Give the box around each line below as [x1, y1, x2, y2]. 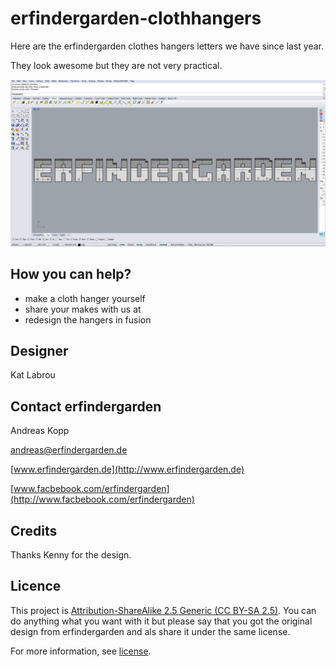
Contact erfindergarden [10, 398, 162, 415]
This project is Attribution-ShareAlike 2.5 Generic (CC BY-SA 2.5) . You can [10, 604, 317, 616]
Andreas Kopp [10, 425, 70, 437]
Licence [10, 578, 62, 595]
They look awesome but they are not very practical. [10, 59, 223, 71]
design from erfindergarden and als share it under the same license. [10, 625, 291, 637]
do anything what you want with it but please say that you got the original [10, 615, 313, 627]
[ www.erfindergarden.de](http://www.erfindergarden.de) [10, 463, 245, 476]
